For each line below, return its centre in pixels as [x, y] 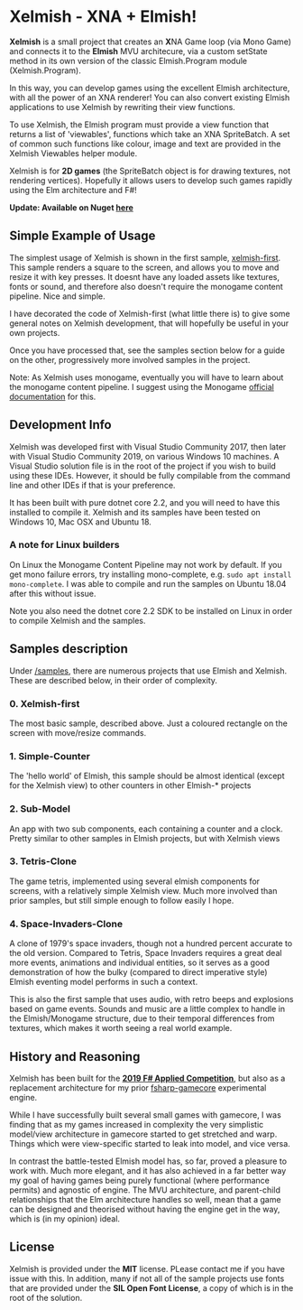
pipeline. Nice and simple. [57, 296]
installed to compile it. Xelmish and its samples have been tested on [135, 512]
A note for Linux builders [64, 545]
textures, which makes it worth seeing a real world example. [121, 1028]
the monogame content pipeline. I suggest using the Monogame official [142, 386]
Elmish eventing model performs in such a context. [104, 982]
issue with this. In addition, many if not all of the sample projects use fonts [147, 1278]
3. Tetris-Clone [43, 861]
